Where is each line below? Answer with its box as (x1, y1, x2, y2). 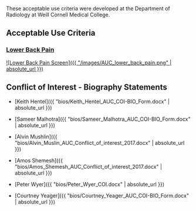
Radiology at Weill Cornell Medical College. (6, 11, 110, 18)
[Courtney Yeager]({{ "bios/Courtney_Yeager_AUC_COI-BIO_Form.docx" (14, 192, 190, 199)
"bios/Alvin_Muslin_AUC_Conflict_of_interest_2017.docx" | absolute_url (14, 139, 185, 146)
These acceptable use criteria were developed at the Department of (6, 5, 170, 12)
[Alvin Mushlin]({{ (14, 133, 58, 140)
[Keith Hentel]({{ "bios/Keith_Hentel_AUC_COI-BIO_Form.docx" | (14, 98, 170, 105)
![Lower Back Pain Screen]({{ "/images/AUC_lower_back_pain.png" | (6, 59, 172, 66)
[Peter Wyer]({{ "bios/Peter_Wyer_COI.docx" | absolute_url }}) (14, 181, 164, 188)
